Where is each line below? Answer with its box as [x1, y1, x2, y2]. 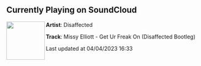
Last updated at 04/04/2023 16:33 [45, 45, 133, 52]
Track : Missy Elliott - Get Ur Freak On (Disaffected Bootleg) [45, 33, 196, 40]
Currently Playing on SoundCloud [6, 5, 137, 15]
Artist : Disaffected [45, 21, 93, 28]
